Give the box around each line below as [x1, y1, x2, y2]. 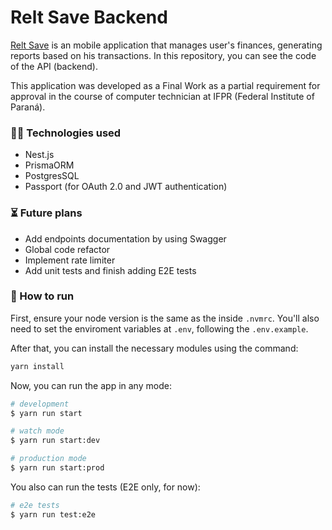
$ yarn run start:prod [10, 463, 105, 473]
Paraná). [10, 101, 46, 113]
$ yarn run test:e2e [10, 509, 97, 520]
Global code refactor [24, 243, 111, 255]
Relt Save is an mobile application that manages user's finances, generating [10, 39, 323, 51]
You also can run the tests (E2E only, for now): [10, 481, 201, 493]
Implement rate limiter [24, 254, 116, 266]
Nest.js [24, 149, 55, 161]
